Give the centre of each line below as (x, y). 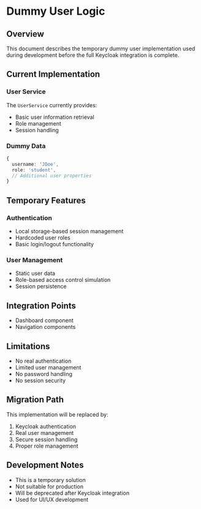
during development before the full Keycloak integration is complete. (93, 55)
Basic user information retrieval (55, 117)
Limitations (28, 346)
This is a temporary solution (50, 480)
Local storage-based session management (69, 232)
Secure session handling (46, 439)
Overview (25, 34)
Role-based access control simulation (63, 280)
